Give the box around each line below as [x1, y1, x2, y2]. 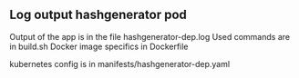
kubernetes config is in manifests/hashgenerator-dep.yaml [9, 58, 231, 69]
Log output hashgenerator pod [9, 7, 187, 23]
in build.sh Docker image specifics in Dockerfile [9, 41, 189, 52]
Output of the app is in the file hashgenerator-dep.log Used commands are [9, 31, 290, 42]
